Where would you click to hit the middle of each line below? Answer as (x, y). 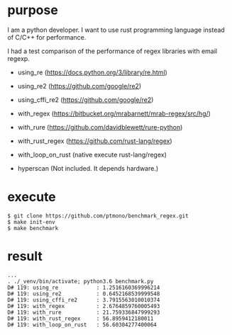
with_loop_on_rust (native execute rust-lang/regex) (92, 154)
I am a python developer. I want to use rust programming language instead (116, 30)
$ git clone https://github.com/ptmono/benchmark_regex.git (98, 216)
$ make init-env (31, 222)
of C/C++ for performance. (47, 37)
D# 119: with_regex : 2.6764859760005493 (84, 306)
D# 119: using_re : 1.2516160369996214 (84, 288)
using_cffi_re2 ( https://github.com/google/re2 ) (85, 100)
